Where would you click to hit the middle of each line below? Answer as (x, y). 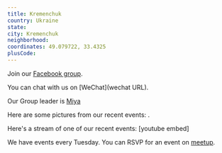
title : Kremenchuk (34, 14)
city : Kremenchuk (33, 34)
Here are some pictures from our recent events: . (79, 115)
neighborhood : (28, 40)
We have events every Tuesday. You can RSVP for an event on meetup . (111, 142)
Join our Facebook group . (45, 73)
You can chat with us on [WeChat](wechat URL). (78, 87)
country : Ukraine (33, 21)
